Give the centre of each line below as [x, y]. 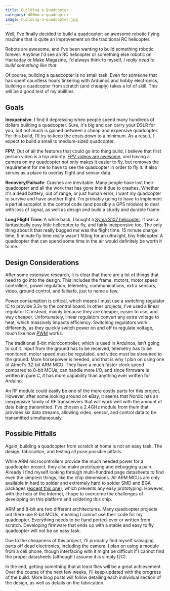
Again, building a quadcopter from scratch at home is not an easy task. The [84, 446]
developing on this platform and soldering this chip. [59, 499]
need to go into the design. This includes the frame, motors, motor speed [81, 280]
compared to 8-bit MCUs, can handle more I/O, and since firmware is [77, 370]
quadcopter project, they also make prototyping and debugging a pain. [79, 466]
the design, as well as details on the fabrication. [55, 582]
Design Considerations [42, 262]
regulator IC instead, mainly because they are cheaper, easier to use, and [81, 312]
